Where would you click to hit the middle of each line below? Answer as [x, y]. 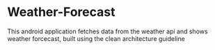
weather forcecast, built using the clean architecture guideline [96, 38]
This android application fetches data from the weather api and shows [107, 31]
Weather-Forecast [61, 12]
